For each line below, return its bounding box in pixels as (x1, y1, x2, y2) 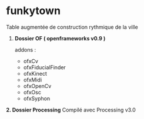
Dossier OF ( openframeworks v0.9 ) (14, 35, 106, 42)
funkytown (6, 4, 61, 18)
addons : (14, 46, 36, 53)
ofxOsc (23, 89, 41, 96)
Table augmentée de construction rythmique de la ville (6, 23, 138, 30)
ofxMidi (23, 76, 42, 83)
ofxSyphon (23, 95, 51, 102)
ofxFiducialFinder (23, 63, 66, 71)
